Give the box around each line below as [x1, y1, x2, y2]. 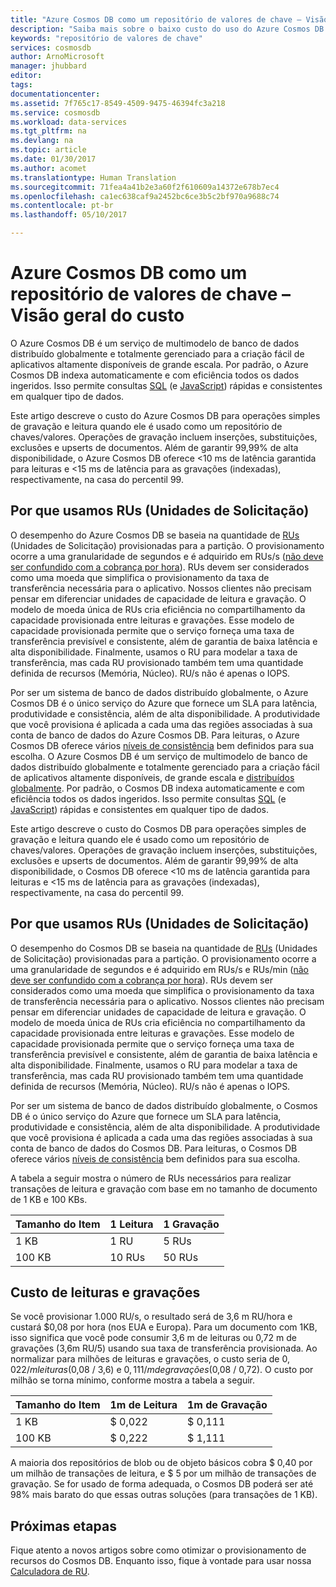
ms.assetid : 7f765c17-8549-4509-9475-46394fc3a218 [10, 98, 226, 108]
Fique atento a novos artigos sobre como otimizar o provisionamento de [10, 1544, 307, 1556]
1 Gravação [163, 1217, 220, 1231]
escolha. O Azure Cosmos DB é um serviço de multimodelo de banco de [10, 750, 308, 762]
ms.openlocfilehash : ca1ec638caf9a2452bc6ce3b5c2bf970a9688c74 [10, 191, 280, 201]
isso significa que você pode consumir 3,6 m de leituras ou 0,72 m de [10, 1332, 297, 1344]
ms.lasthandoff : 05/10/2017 [10, 210, 128, 220]
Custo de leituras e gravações [10, 1284, 201, 1301]
